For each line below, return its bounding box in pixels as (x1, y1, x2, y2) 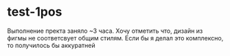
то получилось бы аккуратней (7, 41, 95, 49)
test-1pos (7, 4, 62, 20)
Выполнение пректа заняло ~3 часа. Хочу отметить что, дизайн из (7, 27, 203, 35)
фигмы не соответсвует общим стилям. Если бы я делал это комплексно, (7, 33, 224, 42)
